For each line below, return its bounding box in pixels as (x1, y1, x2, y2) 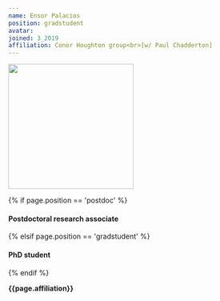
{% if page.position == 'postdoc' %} (8, 195, 128, 205)
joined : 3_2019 (8, 34, 59, 42)
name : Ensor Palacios (8, 11, 81, 20)
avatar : (8, 26, 34, 34)
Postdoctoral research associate (8, 214, 119, 223)
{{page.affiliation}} (8, 283, 74, 293)
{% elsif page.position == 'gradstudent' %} (8, 231, 150, 241)
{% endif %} (8, 267, 50, 277)
